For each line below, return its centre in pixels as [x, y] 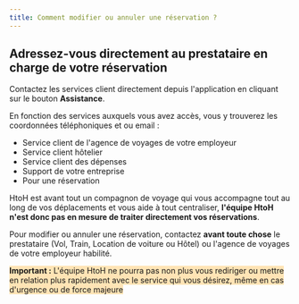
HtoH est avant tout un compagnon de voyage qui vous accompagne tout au [150, 198]
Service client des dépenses [75, 162]
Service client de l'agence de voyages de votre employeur [129, 143]
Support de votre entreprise [73, 172]
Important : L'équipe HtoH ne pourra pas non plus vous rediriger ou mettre [147, 271]
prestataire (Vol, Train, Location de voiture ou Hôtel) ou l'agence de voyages [149, 244]
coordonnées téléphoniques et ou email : [84, 125]
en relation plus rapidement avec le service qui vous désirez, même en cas [146, 280]
